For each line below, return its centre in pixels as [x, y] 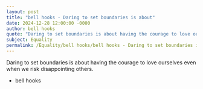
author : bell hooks [31, 29]
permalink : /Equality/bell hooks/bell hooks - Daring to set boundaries [100, 46]
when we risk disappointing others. [50, 69]
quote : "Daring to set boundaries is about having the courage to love [98, 34]
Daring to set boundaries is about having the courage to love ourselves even [101, 62]
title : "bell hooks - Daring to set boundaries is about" [81, 17]
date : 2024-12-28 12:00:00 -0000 [48, 23]
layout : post [23, 12]
